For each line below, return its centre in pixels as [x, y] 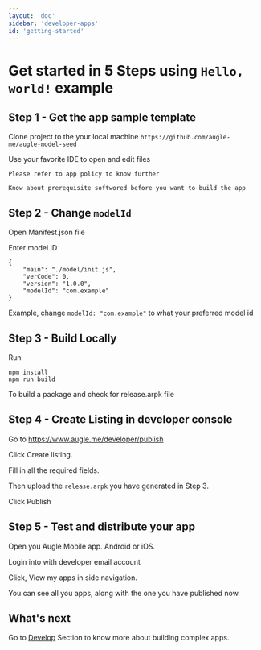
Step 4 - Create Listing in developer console [120, 420]
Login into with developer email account [74, 561]
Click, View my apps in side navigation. [73, 578]
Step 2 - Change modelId [70, 213]
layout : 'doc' [32, 16]
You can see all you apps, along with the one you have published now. [124, 593]
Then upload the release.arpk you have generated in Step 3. [108, 486]
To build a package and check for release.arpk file [92, 394]
